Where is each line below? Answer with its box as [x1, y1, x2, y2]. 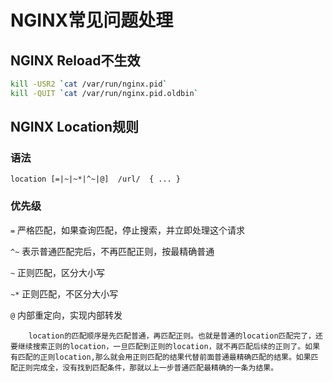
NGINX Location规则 [10, 119, 139, 136]
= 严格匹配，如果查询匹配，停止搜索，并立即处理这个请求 [10, 224, 246, 236]
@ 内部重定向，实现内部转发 [10, 309, 123, 321]
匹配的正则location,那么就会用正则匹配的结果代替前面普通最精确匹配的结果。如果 [17, 352, 312, 362]
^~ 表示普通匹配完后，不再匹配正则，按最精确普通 [10, 245, 215, 257]
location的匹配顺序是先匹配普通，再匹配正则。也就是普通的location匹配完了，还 [28, 331, 323, 341]
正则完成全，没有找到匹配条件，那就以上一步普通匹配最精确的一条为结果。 [17, 362, 279, 373]
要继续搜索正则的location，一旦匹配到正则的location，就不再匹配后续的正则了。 [10, 341, 306, 351]
